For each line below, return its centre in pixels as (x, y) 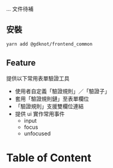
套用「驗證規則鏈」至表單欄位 (52, 99)
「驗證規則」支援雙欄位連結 (49, 106)
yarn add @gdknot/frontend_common (50, 44)
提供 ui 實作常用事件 (40, 114)
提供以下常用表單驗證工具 (38, 78)
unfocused (37, 133)
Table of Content (49, 157)
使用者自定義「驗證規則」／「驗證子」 (62, 91)
